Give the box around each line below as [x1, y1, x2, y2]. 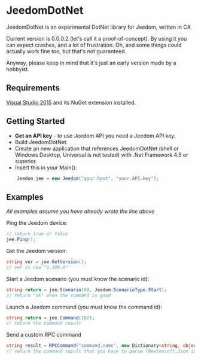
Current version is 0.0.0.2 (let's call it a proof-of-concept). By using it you [6, 35, 187, 42]
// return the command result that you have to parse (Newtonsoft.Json [6, 348, 188, 355]
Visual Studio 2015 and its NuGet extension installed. [6, 99, 136, 106]
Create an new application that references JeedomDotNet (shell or [14, 145, 179, 152]
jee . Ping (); [6, 237, 36, 243]
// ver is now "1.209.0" [6, 264, 68, 270]
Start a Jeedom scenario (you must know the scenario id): [6, 275, 150, 282]
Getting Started [6, 116, 65, 126]
